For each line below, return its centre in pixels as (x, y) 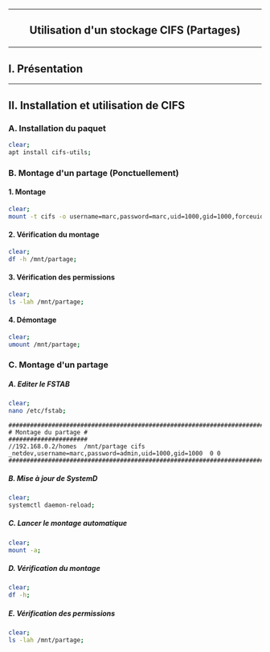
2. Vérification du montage (54, 234)
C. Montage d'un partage (58, 365)
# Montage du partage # (48, 433)
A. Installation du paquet (57, 128)
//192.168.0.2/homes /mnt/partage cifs (77, 446)
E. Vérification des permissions (62, 613)
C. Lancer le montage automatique (68, 524)
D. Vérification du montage (54, 568)
